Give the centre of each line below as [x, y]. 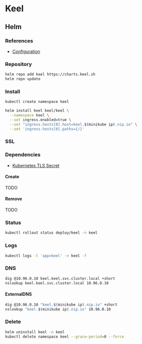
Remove [14, 199]
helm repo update [23, 79]
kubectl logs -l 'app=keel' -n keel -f [46, 256]
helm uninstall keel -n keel [35, 332]
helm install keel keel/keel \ [37, 111]
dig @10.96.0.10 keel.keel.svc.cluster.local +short [60, 279]
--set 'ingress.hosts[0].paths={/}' [47, 129]
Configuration [26, 51]
